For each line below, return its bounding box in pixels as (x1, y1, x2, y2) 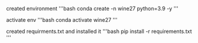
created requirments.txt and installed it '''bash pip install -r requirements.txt (6, 28, 192, 35)
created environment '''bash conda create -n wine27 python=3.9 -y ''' (6, 5, 179, 12)
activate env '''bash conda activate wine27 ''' (6, 16, 118, 23)
